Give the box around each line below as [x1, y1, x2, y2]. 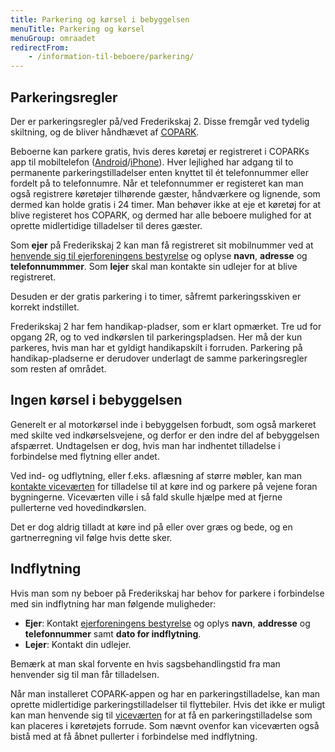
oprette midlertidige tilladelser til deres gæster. [10, 219, 203, 231]
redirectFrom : [10, 42, 70, 53]
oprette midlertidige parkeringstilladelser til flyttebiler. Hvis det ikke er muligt [10, 698, 326, 710]
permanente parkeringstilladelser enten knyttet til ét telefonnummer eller [10, 166, 309, 178]
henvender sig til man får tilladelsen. [10, 668, 160, 680]
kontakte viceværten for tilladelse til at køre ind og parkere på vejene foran [10, 480, 318, 492]
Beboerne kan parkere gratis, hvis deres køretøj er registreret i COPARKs [10, 145, 310, 157]
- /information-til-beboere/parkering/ [28, 52, 195, 62]
